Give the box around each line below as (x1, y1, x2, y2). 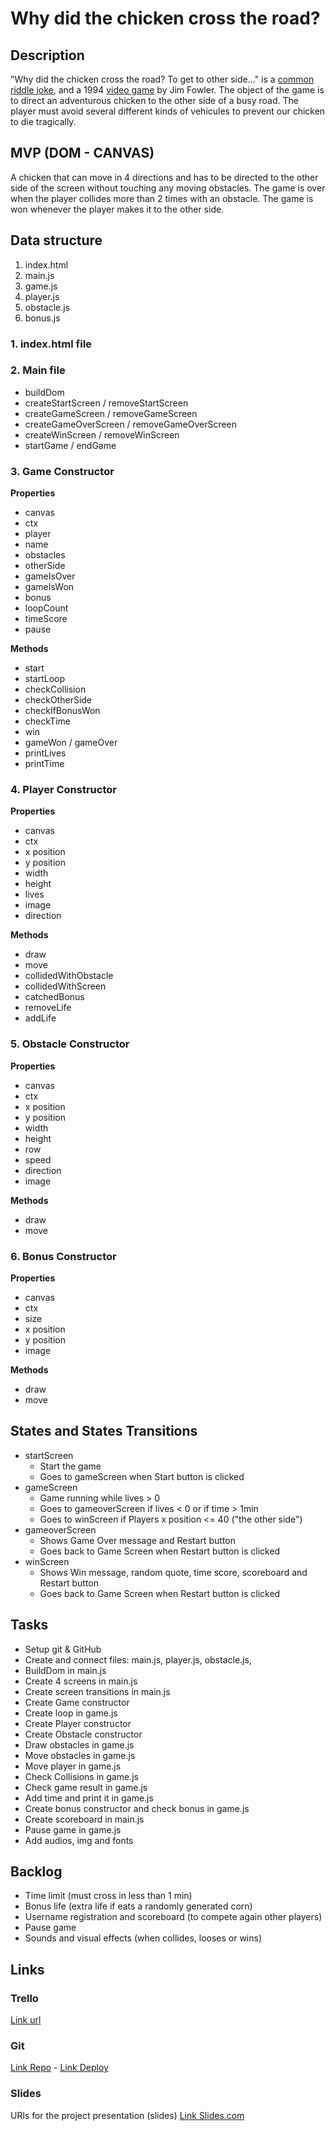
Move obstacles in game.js (24, 1749, 136, 1761)
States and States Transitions (10, 1423, 198, 1440)
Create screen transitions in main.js (24, 1685, 171, 1697)
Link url (10, 2014, 42, 2026)
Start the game (39, 1460, 102, 1472)
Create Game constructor (24, 1696, 130, 1708)
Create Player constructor (24, 1717, 132, 1729)
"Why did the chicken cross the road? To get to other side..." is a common (10, 73, 315, 85)
